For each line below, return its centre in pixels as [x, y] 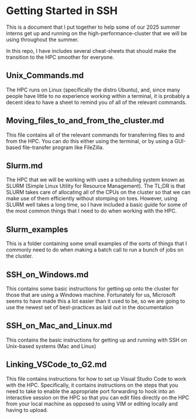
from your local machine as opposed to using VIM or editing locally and [92, 404]
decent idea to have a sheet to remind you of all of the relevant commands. [97, 102]
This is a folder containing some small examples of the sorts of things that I [97, 244]
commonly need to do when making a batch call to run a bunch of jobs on [95, 250]
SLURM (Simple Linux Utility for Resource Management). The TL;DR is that [96, 186]
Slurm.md [24, 165]
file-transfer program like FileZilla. [63, 147]
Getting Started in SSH [62, 11]
